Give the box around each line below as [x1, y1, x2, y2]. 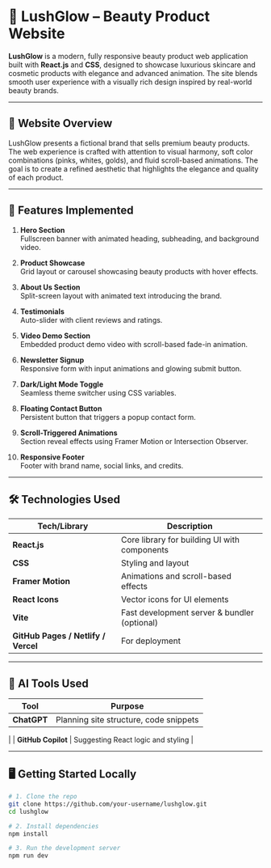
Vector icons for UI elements [120, 594, 229, 605]
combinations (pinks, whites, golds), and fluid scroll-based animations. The [8, 155, 258, 165]
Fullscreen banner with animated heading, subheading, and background [19, 234, 260, 243]
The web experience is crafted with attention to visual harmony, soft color [8, 146, 253, 156]
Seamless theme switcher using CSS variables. [19, 387, 177, 397]
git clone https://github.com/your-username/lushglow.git [8, 800, 207, 808]
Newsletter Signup [19, 355, 85, 365]
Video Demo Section [19, 331, 91, 341]
